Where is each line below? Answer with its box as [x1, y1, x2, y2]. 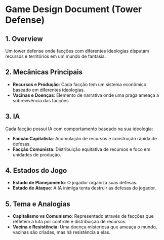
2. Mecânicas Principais [5, 68, 83, 76]
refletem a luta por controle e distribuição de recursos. [12, 219, 127, 225]
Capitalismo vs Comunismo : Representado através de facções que [12, 213, 154, 219]
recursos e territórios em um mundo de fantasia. [5, 53, 106, 59]
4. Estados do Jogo [5, 166, 67, 175]
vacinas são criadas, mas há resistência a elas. [12, 229, 110, 235]
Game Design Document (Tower [5, 4, 142, 15]
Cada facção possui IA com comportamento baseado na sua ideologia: [5, 126, 153, 132]
